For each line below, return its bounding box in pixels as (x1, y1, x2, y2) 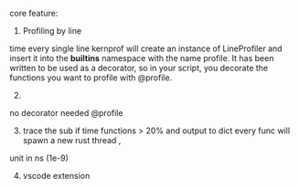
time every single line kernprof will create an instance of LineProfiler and (9, 43, 283, 54)
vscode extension (22, 171, 91, 181)
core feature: (9, 8, 59, 18)
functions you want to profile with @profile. (9, 72, 173, 83)
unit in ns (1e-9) (9, 152, 69, 163)
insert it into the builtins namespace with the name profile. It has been (9, 53, 274, 63)
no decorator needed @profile (9, 108, 123, 118)
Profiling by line (22, 26, 82, 36)
